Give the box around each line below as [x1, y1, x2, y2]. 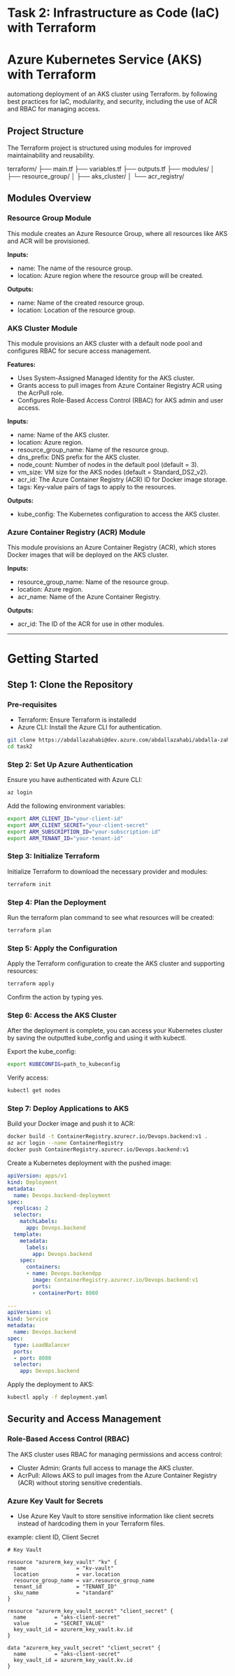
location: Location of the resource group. [17, 306, 136, 314]
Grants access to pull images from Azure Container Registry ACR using [17, 381, 222, 389]
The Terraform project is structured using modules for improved [7, 144, 192, 152]
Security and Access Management [7, 1413, 162, 1425]
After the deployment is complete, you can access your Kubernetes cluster [7, 1026, 223, 1035]
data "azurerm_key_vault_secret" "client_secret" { [7, 1644, 161, 1651]
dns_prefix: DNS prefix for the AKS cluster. [17, 453, 141, 461]
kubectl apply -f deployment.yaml [7, 1394, 108, 1401]
